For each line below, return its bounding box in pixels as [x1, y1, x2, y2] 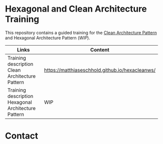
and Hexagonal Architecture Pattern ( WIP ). [5, 35, 91, 41]
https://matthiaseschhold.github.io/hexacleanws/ [44, 66, 156, 73]
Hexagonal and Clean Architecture [5, 3, 147, 15]
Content [90, 46, 110, 53]
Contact [5, 130, 38, 142]
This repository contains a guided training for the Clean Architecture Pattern [5, 30, 157, 35]
